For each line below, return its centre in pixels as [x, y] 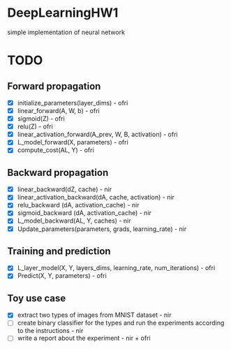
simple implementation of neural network [66, 32]
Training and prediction [59, 251]
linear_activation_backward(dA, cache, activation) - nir [96, 198]
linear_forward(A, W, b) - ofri [58, 111]
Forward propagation [54, 86]
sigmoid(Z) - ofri [41, 119]
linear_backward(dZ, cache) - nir [65, 189]
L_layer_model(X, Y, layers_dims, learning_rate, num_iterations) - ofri [116, 268]
